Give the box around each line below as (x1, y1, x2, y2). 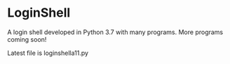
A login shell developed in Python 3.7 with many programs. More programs (7, 28, 224, 36)
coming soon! (7, 35, 47, 43)
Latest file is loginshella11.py (7, 49, 89, 57)
